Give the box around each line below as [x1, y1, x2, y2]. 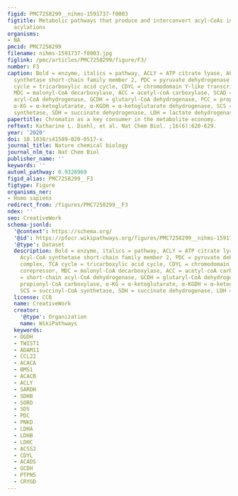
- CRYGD [13, 478, 37, 485]
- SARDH [13, 385, 37, 393]
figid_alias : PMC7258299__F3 [7, 175, 93, 182]
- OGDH [13, 333, 33, 340]
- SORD [13, 399, 33, 406]
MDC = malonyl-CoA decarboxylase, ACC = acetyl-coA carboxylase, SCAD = [13, 89, 233, 96]
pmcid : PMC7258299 [7, 43, 62, 50]
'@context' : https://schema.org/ [13, 227, 113, 235]
